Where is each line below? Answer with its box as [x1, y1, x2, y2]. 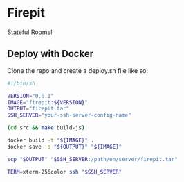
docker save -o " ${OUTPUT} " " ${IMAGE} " [7, 143, 122, 150]
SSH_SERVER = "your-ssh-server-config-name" [7, 112, 131, 119]
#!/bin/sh [7, 80, 36, 87]
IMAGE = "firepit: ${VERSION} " [7, 99, 89, 106]
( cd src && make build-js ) [7, 124, 85, 131]
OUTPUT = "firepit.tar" [7, 106, 70, 113]
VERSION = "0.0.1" [7, 92, 54, 99]
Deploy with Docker [7, 48, 94, 60]
